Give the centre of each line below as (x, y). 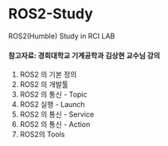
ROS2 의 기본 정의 (48, 75)
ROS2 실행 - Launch (52, 105)
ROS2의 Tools (42, 134)
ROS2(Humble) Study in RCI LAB (62, 36)
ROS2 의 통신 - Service (57, 114)
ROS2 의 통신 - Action (55, 124)
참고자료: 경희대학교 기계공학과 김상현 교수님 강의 (84, 55)
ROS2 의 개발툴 (44, 85)
